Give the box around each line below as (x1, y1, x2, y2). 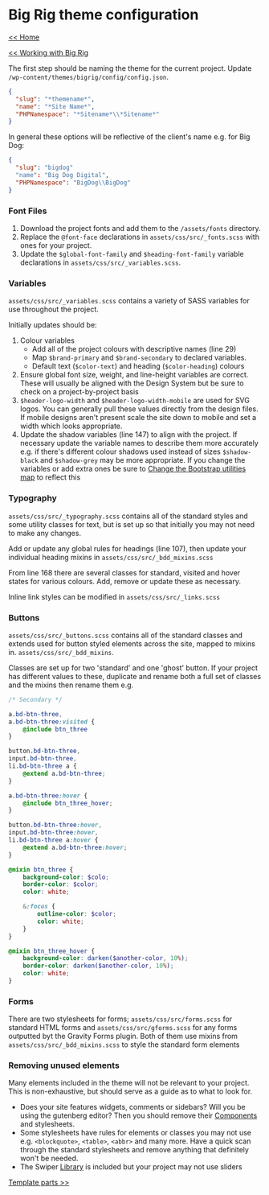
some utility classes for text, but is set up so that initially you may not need (8, 519, 255, 529)
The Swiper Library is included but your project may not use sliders (19, 1162, 243, 1172)
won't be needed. (19, 1153, 79, 1164)
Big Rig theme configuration (8, 6, 199, 24)
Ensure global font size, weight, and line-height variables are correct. (19, 370, 249, 380)
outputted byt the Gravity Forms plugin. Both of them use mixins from (8, 1032, 238, 1041)
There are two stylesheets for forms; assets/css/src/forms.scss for (8, 1014, 233, 1024)
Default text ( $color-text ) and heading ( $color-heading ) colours (31, 361, 245, 371)
